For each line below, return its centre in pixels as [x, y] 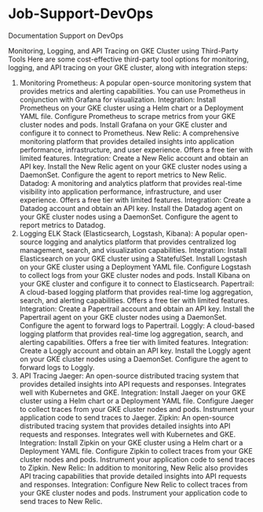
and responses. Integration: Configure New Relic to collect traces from [133, 484]
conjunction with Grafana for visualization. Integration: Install [117, 99]
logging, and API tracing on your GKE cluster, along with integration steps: [128, 67]
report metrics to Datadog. [62, 224]
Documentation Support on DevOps [66, 35]
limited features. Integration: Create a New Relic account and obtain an [134, 158]
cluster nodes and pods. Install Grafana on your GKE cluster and [123, 124]
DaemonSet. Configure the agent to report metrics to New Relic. [123, 175]
